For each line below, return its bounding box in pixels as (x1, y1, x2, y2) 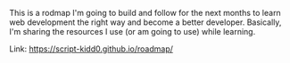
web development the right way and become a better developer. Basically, (9, 17, 282, 28)
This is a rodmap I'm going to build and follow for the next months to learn (9, 8, 281, 18)
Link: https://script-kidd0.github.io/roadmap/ (9, 43, 174, 54)
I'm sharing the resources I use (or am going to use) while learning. (9, 27, 256, 36)
